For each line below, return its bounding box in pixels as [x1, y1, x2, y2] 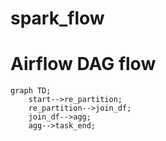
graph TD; [10, 86, 52, 96]
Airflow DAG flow [10, 53, 157, 76]
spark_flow [10, 7, 105, 30]
